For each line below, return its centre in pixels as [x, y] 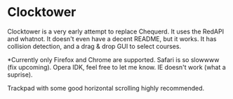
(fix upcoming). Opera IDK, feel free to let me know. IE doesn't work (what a [116, 67]
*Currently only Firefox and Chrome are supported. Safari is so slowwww [113, 59]
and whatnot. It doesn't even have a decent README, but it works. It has [112, 38]
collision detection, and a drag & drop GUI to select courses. [94, 46]
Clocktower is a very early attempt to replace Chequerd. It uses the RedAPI [116, 31]
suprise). [20, 75]
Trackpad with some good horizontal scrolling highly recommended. [106, 88]
